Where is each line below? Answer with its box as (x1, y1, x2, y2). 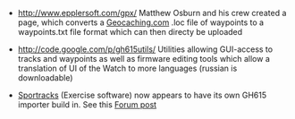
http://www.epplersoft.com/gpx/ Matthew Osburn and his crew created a (17, 8, 287, 18)
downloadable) (17, 72, 73, 83)
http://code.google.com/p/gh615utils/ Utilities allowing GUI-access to (17, 44, 274, 55)
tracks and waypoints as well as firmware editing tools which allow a (17, 54, 271, 64)
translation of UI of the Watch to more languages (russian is (17, 63, 238, 73)
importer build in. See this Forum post (17, 99, 157, 110)
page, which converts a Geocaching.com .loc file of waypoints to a (17, 17, 265, 28)
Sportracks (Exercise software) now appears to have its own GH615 (17, 89, 267, 100)
